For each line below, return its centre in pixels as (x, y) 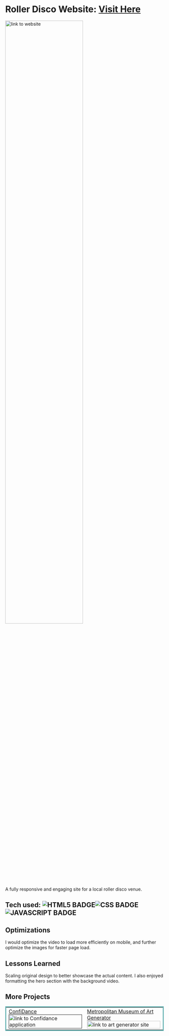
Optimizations (28, 930)
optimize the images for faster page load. (48, 948)
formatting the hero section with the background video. (62, 981)
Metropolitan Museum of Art (120, 1011)
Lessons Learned (33, 964)
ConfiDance (23, 1011)
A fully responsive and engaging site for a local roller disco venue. (74, 889)
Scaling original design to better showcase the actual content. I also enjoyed (84, 975)
